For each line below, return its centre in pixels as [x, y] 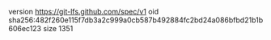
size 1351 [58, 28]
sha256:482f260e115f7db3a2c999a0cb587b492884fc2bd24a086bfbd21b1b [136, 20]
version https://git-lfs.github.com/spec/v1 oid [84, 12]
